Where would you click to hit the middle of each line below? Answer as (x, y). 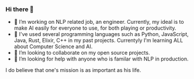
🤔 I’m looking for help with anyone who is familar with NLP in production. (101, 59)
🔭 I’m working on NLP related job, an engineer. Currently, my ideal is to (99, 22)
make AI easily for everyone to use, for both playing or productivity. (95, 28)
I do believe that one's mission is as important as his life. (73, 70)
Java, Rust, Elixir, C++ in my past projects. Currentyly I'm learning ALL (98, 41)
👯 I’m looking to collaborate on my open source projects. (82, 53)
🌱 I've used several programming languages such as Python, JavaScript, (101, 34)
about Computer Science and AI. (53, 46)
